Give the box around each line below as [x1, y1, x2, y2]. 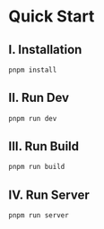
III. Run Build [8, 139, 80, 154]
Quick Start [8, 6, 95, 27]
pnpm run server [8, 211, 69, 220]
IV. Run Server [8, 187, 91, 202]
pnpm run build [8, 163, 65, 172]
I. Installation [8, 42, 82, 57]
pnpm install [8, 65, 57, 74]
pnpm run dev [8, 114, 57, 123]
